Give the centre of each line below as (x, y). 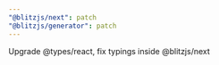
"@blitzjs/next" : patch (53, 17)
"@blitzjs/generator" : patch (63, 26)
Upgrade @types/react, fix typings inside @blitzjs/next (109, 51)
